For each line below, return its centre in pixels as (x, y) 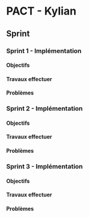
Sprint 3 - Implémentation (44, 166)
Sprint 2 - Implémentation (44, 109)
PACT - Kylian (41, 11)
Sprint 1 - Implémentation (44, 51)
